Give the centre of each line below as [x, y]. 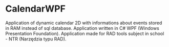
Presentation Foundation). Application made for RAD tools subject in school [85, 33]
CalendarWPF [35, 9]
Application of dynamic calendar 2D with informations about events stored [84, 23]
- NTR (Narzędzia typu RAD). [36, 39]
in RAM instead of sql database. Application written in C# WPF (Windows [82, 28]
